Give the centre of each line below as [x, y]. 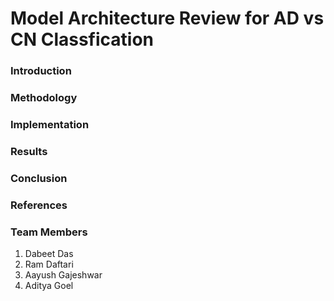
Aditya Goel [49, 286]
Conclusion [39, 178]
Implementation [50, 124]
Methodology [44, 98]
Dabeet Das [49, 254]
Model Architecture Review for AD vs [167, 18]
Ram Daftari [49, 264]
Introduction [41, 71]
